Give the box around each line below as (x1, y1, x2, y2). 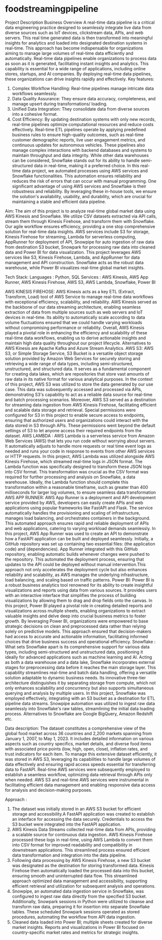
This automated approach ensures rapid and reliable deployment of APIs (5, 520, 149, 526)
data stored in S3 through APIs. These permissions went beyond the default (5, 423, 156, 428)
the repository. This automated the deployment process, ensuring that (5, 556, 144, 562)
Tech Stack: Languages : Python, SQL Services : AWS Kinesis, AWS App (5, 274, 148, 280)
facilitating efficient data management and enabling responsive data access (5, 782, 156, 788)
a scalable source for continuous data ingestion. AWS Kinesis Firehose (12, 831, 153, 837)
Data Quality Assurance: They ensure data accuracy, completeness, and (12, 95, 156, 101)
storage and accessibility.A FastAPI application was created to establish (12, 811, 155, 817)
